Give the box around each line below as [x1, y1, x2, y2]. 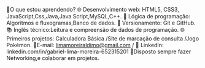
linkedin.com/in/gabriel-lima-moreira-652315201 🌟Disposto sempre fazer [6, 48, 191, 55]
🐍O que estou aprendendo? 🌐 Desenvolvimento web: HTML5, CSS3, [6, 6, 179, 13]
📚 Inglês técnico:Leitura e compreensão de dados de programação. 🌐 [6, 26, 185, 33]
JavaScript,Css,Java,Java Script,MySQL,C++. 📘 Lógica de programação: [6, 13, 190, 20]
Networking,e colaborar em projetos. [6, 55, 99, 61]
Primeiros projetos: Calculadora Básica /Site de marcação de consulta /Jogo [6, 35, 199, 42]
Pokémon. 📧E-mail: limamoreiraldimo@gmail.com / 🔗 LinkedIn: [6, 42, 164, 48]
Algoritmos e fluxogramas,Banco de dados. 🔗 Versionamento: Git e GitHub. [6, 19, 196, 26]
